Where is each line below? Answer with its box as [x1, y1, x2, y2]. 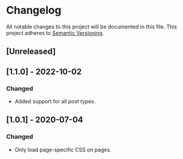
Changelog [6, 4, 62, 17]
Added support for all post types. [14, 98, 96, 105]
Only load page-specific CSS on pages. [14, 146, 111, 153]
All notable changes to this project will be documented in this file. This [6, 23, 178, 30]
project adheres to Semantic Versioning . [6, 29, 104, 36]
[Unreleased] [6, 47, 56, 57]
